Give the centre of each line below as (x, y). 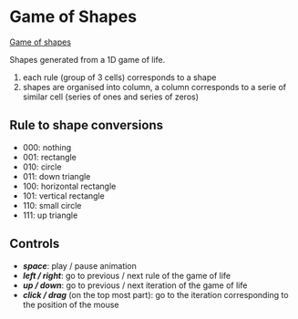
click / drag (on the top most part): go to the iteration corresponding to (155, 294)
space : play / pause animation (79, 265)
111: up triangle (50, 215)
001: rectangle (50, 157)
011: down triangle (57, 176)
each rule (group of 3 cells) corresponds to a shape (119, 77)
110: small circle (52, 205)
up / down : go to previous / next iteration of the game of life (135, 285)
